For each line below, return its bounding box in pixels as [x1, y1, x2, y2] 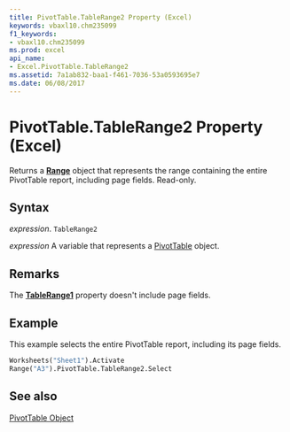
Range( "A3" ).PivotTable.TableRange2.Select [9, 364, 173, 373]
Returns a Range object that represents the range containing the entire [9, 165, 268, 175]
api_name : [9, 54, 46, 63]
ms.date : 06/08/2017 [9, 79, 86, 88]
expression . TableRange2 [9, 223, 98, 235]
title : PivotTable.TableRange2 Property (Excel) [9, 12, 192, 22]
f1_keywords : [9, 29, 58, 38]
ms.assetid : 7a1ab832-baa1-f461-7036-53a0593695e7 [9, 71, 200, 80]
